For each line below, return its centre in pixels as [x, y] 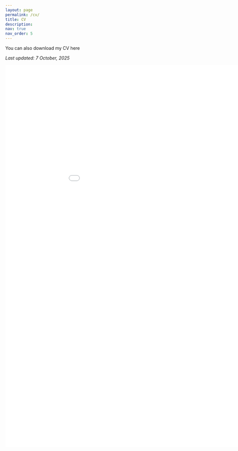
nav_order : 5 [19, 34]
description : [19, 24]
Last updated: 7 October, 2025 [38, 58]
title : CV [16, 19]
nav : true [16, 29]
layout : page [19, 10]
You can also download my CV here [43, 48]
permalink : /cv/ [22, 15]
